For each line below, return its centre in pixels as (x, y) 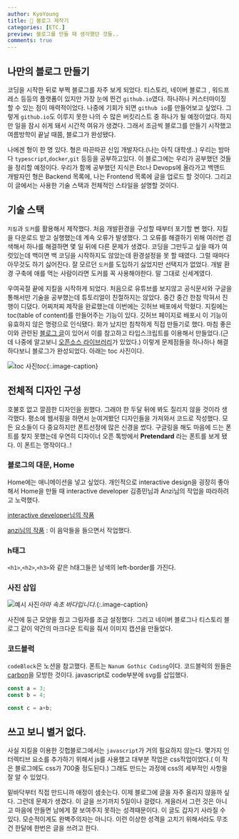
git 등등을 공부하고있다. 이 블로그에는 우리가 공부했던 (144, 159)
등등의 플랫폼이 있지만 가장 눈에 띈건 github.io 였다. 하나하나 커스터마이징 (123, 99)
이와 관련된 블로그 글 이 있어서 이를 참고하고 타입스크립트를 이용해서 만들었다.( (115, 333)
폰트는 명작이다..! (48, 445)
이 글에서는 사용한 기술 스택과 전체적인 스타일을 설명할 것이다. (93, 185)
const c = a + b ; (30, 708)
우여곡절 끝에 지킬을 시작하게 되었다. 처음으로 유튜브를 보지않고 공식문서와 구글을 (120, 288)
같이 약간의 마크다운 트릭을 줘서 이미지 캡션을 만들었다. (97, 628)
